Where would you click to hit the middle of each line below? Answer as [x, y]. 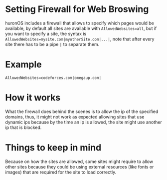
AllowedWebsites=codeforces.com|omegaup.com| [53, 78]
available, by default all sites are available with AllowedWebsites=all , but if [81, 28]
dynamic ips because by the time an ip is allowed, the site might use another [83, 122]
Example [23, 65]
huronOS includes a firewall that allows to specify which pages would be [80, 23]
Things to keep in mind [53, 147]
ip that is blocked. [23, 127]
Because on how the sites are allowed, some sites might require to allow [79, 161]
